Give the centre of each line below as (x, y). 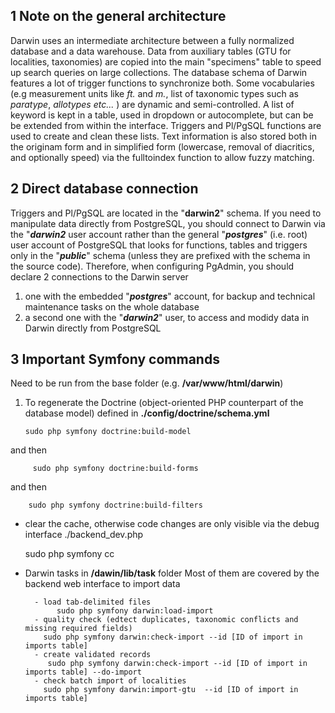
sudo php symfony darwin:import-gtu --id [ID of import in (171, 690)
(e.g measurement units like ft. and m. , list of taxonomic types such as (154, 93)
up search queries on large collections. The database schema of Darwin (159, 72)
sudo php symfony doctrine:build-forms (115, 469)
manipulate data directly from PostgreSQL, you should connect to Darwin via (168, 223)
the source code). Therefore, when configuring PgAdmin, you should (152, 266)
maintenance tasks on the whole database (112, 306)
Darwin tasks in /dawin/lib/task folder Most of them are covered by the (172, 573)
